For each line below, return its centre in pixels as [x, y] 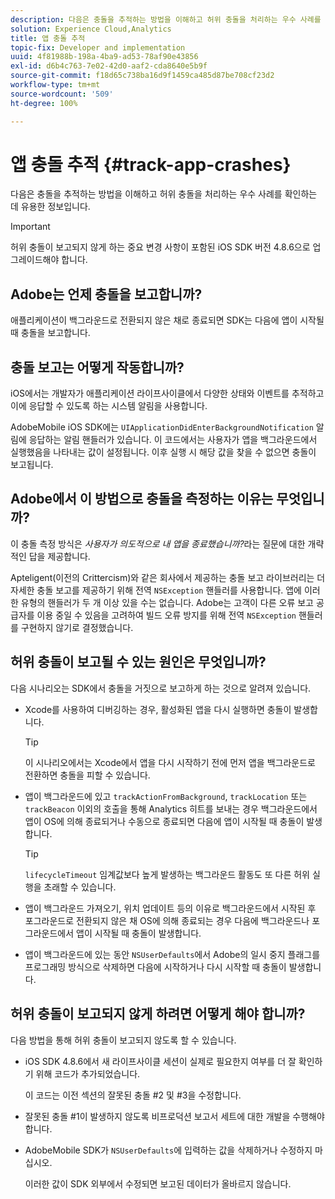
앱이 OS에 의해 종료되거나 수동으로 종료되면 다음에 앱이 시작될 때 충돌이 [164, 821]
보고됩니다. [32, 465]
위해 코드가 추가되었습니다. [88, 1073]
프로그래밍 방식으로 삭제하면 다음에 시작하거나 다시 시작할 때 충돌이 [155, 967]
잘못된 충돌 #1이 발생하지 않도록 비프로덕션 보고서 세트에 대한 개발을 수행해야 [174, 1116]
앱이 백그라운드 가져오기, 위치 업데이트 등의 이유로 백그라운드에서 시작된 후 [170, 908]
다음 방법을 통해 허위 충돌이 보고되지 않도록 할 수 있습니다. [123, 1040]
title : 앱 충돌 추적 [48, 38]
